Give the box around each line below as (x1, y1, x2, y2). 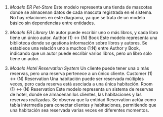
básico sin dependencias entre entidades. (9, 20, 95, 26)
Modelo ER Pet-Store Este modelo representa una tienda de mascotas (9, 4, 152, 10)
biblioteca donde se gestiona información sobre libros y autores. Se (9, 40, 148, 46)
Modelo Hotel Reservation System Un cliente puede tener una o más (9, 65, 149, 71)
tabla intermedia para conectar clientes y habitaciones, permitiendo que (9, 102, 157, 108)
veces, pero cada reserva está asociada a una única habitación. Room (9, 81, 153, 87)
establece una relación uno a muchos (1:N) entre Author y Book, (9, 45, 140, 51)
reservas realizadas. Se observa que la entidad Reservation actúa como (9, 97, 157, 103)
